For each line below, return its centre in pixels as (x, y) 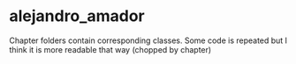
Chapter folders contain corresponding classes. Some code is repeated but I (148, 40)
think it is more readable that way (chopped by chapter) (110, 49)
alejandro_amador (77, 16)
